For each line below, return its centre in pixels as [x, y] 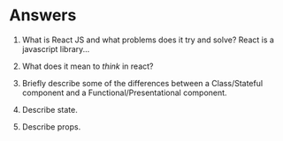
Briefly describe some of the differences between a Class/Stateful [142, 83]
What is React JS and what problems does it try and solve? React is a [148, 40]
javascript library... [56, 48]
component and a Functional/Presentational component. [124, 93]
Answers [43, 15]
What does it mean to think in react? [88, 66]
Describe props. [51, 126]
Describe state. [50, 109]
